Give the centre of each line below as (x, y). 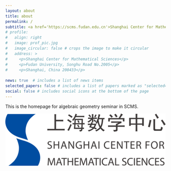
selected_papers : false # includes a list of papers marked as (74, 86)
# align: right (24, 38)
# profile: (17, 32)
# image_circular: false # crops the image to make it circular (77, 48)
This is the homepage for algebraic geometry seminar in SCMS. (72, 106)
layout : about (20, 11)
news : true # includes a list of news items (54, 81)
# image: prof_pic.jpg (32, 43)
